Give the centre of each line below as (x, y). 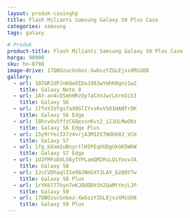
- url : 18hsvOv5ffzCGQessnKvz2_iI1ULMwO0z (75, 121)
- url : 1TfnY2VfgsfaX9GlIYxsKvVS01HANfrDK (75, 109)
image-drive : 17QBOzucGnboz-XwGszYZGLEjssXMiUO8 (78, 70)
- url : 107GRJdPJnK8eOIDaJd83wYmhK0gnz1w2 (75, 83)
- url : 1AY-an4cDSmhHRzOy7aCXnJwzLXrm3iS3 (75, 96)
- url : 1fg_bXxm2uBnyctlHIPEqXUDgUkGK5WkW (75, 147)
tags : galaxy (26, 33)
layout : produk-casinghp (43, 13)
